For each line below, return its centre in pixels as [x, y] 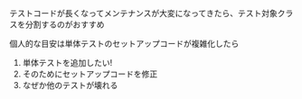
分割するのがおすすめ [65, 24]
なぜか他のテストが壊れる [70, 85]
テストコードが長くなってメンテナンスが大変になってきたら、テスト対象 [143, 13]
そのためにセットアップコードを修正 [90, 74]
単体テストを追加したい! [67, 63]
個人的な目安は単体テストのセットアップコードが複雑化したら [124, 44]
